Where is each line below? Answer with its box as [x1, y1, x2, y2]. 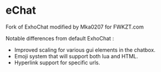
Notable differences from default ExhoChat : [5, 35, 114, 42]
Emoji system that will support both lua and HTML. [14, 52, 138, 60]
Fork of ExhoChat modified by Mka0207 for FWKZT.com [5, 23, 144, 30]
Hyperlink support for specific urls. [14, 59, 101, 66]
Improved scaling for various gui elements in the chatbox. [14, 46, 156, 54]
